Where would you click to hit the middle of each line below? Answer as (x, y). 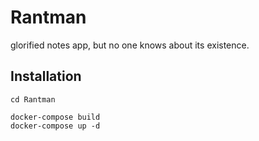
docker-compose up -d (55, 126)
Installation (46, 76)
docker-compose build (55, 117)
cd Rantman (33, 99)
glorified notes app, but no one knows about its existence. (130, 45)
